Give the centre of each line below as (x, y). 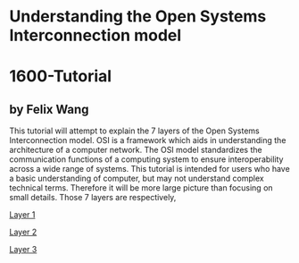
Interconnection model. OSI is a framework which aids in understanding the (148, 140)
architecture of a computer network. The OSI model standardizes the (136, 150)
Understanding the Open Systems (138, 17)
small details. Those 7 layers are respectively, (93, 198)
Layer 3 (23, 250)
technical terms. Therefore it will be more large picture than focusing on (141, 188)
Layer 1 (22, 215)
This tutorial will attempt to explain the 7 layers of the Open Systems (135, 131)
